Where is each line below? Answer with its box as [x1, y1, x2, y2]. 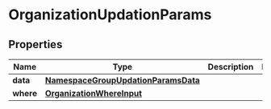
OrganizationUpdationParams [8, 6, 212, 24]
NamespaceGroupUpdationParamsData [44, 75, 200, 86]
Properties [8, 38, 63, 51]
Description [207, 62, 254, 72]
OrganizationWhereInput [44, 88, 143, 99]
